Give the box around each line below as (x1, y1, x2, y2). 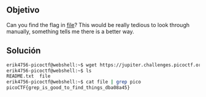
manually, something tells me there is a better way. (6, 28, 135, 35)
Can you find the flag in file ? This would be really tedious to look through (6, 21, 190, 28)
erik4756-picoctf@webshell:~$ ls (6, 68, 92, 74)
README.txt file (6, 73, 51, 79)
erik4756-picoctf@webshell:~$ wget (6, 61, 97, 68)
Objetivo (6, 5, 40, 15)
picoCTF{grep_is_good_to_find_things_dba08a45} (6, 85, 131, 91)
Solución (6, 45, 41, 56)
